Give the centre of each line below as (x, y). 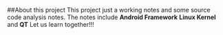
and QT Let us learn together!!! (51, 24)
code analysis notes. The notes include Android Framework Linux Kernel (111, 17)
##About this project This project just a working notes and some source (109, 10)
